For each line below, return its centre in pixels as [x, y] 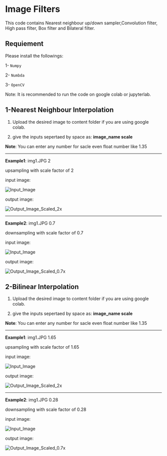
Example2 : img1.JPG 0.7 [30, 223]
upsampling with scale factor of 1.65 [42, 347]
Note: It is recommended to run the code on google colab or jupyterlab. [78, 94]
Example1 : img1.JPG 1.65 [31, 338]
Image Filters [33, 9]
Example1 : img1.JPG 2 [28, 160]
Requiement [24, 44]
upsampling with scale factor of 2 [39, 170]
